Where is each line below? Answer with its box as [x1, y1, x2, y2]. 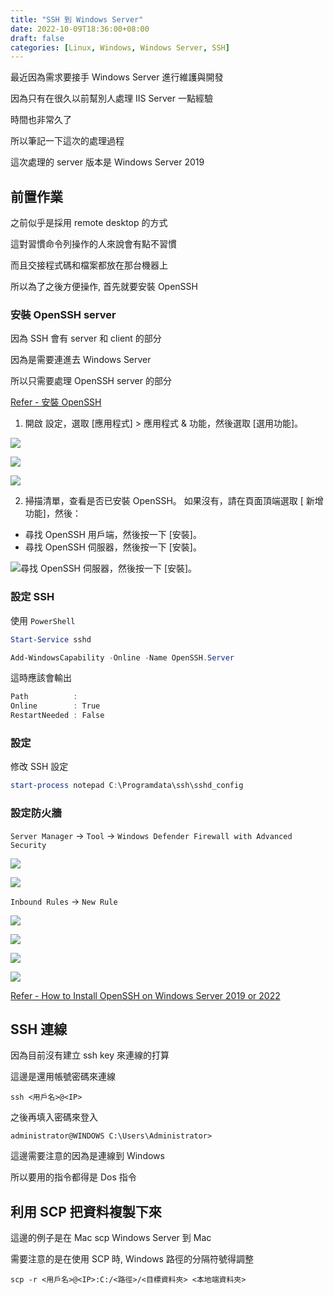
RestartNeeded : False [10, 711, 105, 721]
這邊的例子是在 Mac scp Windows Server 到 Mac [10, 1232, 212, 1244]
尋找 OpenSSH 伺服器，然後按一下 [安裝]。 [24, 541, 202, 553]
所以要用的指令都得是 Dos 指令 [10, 1171, 137, 1183]
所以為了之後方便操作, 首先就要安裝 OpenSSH [10, 281, 198, 293]
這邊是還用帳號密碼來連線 [10, 1071, 116, 1083]
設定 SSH [10, 590, 55, 604]
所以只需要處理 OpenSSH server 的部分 [10, 375, 172, 387]
